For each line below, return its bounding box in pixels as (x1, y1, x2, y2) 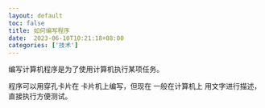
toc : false (8, 19, 45, 27)
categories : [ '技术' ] (8, 42, 79, 50)
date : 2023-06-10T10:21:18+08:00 (8, 34, 125, 42)
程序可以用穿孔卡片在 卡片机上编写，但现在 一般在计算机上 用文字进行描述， (8, 82, 262, 91)
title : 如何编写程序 (8, 26, 70, 34)
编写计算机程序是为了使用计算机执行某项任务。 (8, 65, 164, 74)
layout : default (8, 11, 63, 20)
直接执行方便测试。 (8, 91, 72, 101)
